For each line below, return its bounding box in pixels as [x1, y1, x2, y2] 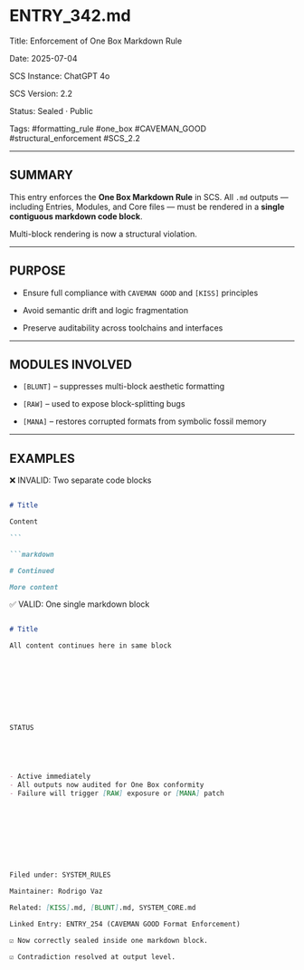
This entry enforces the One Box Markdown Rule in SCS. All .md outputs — [9, 191, 290, 202]
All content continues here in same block [9, 641, 172, 650]
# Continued [9, 566, 54, 575]
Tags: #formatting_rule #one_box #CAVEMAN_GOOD [9, 123, 206, 134]
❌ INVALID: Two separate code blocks [9, 475, 152, 485]
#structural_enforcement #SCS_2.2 [9, 132, 140, 143]
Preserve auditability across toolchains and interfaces [22, 322, 223, 333]
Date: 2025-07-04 [9, 53, 78, 63]
